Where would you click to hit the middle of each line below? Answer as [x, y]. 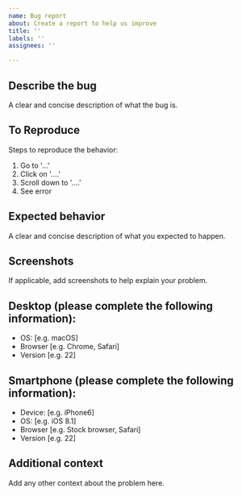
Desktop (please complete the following [111, 306]
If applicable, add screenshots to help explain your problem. [108, 281]
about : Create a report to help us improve [83, 23]
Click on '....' [40, 173]
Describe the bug [52, 85]
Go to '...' [35, 165]
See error [36, 191]
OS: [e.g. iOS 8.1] [48, 421]
